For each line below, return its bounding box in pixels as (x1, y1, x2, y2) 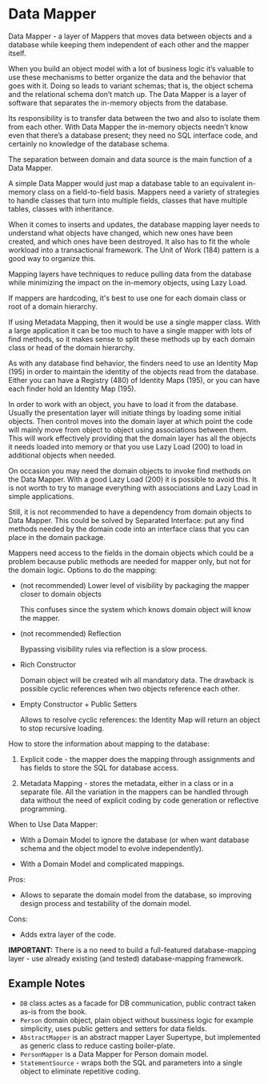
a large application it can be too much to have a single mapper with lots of (8, 325, 252, 335)
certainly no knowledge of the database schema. (8, 139, 170, 148)
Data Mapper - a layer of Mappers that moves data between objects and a (8, 31, 253, 41)
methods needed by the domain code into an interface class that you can (8, 524, 250, 534)
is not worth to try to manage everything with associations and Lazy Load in (8, 482, 258, 493)
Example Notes (8, 977, 86, 990)
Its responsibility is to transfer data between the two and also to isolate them (8, 113, 260, 123)
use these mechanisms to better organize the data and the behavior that (8, 72, 246, 82)
